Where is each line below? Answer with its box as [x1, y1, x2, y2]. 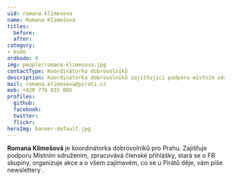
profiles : [7, 94, 36, 100]
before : [13, 29, 36, 36]
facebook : [13, 106, 41, 113]
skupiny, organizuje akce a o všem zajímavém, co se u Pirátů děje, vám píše [7, 159, 223, 167]
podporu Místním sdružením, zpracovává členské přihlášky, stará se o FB [7, 151, 215, 160]
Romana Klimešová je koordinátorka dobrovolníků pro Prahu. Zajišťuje [7, 144, 207, 152]
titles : [7, 23, 30, 30]
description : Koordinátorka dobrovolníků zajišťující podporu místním [7, 74, 215, 81]
